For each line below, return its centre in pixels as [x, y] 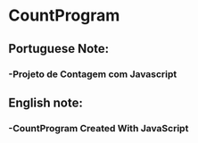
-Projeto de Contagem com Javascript [93, 74]
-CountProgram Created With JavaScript [99, 128]
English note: [46, 102]
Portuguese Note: [59, 49]
